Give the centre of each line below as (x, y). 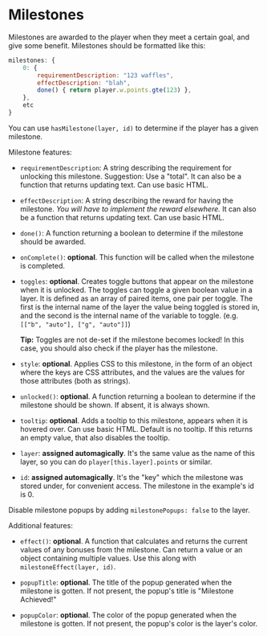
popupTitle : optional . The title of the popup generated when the (126, 582)
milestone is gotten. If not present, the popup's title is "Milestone (127, 591)
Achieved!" (38, 599)
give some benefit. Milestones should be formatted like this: (107, 45)
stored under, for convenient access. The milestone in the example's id (137, 486)
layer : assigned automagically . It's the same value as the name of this (137, 453)
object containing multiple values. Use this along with (108, 558)
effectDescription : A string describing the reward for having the (127, 200)
